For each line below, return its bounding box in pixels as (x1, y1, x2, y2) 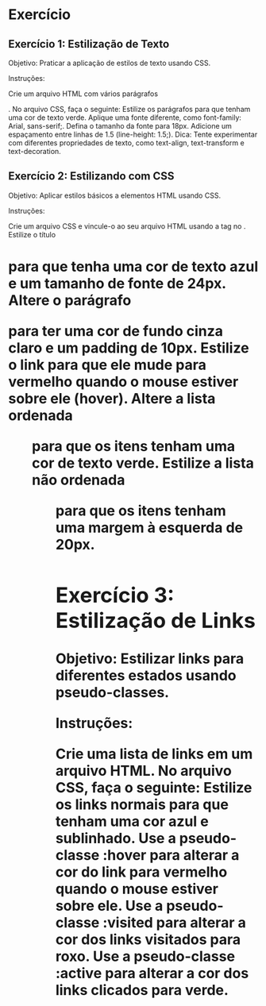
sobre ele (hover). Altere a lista (8, 390, 216, 407)
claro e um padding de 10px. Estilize (8, 339, 249, 357)
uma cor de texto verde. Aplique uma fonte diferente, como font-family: (8, 113, 242, 122)
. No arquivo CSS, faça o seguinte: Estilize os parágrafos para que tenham (8, 105, 251, 114)
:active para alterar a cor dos (55, 964, 249, 982)
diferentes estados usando (55, 666, 237, 684)
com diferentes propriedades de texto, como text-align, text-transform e (8, 138, 245, 148)
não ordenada (31, 471, 125, 489)
